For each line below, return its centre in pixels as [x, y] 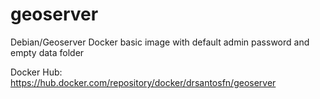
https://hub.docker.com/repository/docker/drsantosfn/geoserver [143, 82]
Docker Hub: [36, 72]
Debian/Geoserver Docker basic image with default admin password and [160, 42]
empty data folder [47, 52]
